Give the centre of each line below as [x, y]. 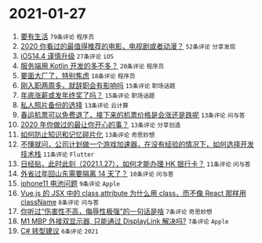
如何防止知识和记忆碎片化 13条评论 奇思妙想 [87, 134]
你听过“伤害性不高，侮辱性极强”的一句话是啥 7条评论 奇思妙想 [116, 211]
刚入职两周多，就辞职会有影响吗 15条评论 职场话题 [98, 85]
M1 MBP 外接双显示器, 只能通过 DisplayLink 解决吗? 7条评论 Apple [124, 221]
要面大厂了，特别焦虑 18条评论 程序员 [78, 75]
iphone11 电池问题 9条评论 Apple [70, 183]
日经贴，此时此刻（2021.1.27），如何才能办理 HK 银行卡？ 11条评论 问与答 [135, 163]
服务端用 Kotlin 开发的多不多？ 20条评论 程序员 [92, 65]
